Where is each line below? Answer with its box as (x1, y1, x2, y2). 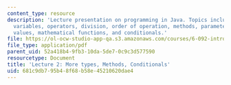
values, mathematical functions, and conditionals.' (13, 29, 168, 36)
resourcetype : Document (7, 55, 76, 62)
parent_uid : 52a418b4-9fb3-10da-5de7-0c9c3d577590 (7, 49, 155, 56)
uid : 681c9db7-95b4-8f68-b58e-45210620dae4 (7, 67, 134, 74)
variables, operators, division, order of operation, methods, (13, 23, 198, 29)
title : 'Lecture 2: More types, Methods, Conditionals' (7, 61, 170, 68)
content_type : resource (7, 10, 76, 17)
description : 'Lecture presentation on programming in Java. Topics (7, 16, 208, 23)
